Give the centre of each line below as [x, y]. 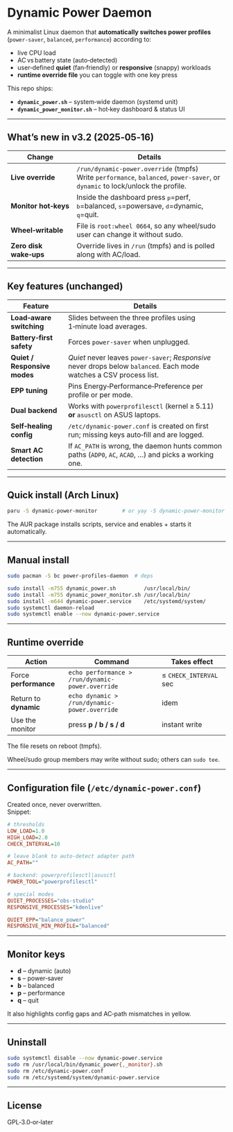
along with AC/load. [108, 254]
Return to [26, 699]
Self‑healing [32, 426]
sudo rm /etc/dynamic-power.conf [55, 1071]
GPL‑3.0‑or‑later [30, 1122]
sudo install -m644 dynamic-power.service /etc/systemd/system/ [107, 601]
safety [21, 346]
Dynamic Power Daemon [80, 13]
